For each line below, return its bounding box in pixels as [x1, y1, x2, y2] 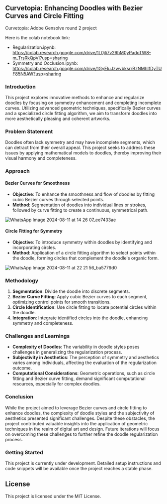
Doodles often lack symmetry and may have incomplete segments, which [5, 139, 155, 145]
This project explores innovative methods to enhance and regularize [5, 95, 145, 101]
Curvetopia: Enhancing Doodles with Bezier [5, 4, 143, 12]
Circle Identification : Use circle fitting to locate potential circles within [12, 304, 157, 310]
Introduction [5, 83, 36, 90]
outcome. [12, 365, 32, 371]
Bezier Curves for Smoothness [5, 180, 70, 186]
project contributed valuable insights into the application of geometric [5, 420, 148, 426]
